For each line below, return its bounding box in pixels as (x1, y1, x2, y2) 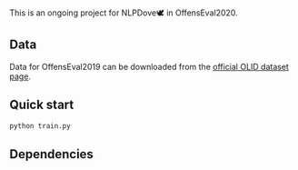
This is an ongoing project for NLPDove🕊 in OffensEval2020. (9, 7, 238, 18)
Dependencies (9, 146, 94, 162)
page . (9, 71, 32, 82)
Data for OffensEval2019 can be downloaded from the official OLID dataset (9, 61, 289, 72)
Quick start (9, 97, 74, 113)
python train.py (9, 121, 71, 130)
